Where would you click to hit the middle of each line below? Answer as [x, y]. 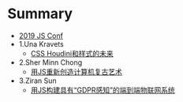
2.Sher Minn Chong [50, 62]
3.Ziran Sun [37, 81]
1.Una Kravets [41, 43]
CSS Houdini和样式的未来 [72, 53]
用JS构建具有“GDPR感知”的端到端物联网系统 [103, 90]
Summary [40, 14]
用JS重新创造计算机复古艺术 [77, 71]
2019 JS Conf [41, 36]
